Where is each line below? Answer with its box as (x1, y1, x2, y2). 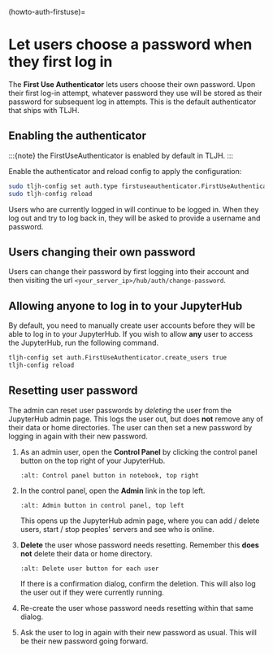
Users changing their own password (8, 245, 196, 259)
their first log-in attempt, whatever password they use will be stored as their (8, 88, 262, 98)
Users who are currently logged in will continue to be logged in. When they (8, 204, 259, 214)
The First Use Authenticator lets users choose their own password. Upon (8, 79, 256, 89)
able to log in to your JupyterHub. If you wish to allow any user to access (8, 329, 253, 339)
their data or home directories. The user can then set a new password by (8, 422, 253, 432)
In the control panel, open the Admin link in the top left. (19, 486, 206, 495)
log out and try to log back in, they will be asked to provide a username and (8, 213, 261, 223)
